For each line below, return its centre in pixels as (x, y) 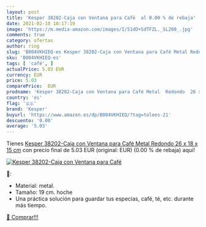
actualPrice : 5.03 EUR (35, 69)
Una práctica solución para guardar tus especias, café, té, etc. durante (105, 199)
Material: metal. (35, 186)
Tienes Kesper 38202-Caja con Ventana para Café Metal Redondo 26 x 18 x (102, 144)
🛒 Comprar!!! (22, 217)
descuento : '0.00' (30, 120)
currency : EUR (25, 75)
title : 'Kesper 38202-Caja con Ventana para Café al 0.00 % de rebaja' (101, 18)
